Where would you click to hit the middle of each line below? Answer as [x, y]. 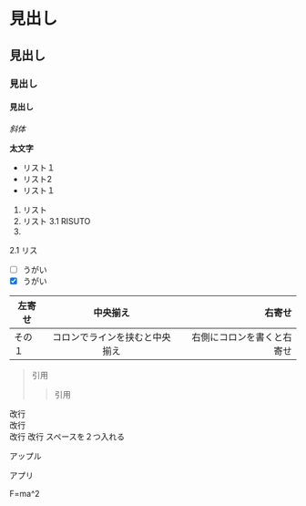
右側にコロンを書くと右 [241, 336]
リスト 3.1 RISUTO [56, 221]
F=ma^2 [25, 493]
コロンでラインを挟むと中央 [112, 336]
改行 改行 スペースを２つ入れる [67, 436]
